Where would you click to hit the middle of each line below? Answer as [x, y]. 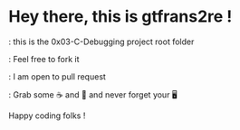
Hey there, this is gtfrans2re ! [120, 17]
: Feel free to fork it [44, 59]
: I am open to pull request [57, 76]
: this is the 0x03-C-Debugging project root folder [101, 42]
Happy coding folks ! [47, 116]
